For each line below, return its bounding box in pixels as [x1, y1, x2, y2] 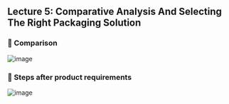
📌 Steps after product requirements [7, 72, 132, 82]
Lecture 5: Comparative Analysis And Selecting [7, 6, 223, 18]
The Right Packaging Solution [7, 17, 142, 29]
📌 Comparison [7, 38, 58, 48]
